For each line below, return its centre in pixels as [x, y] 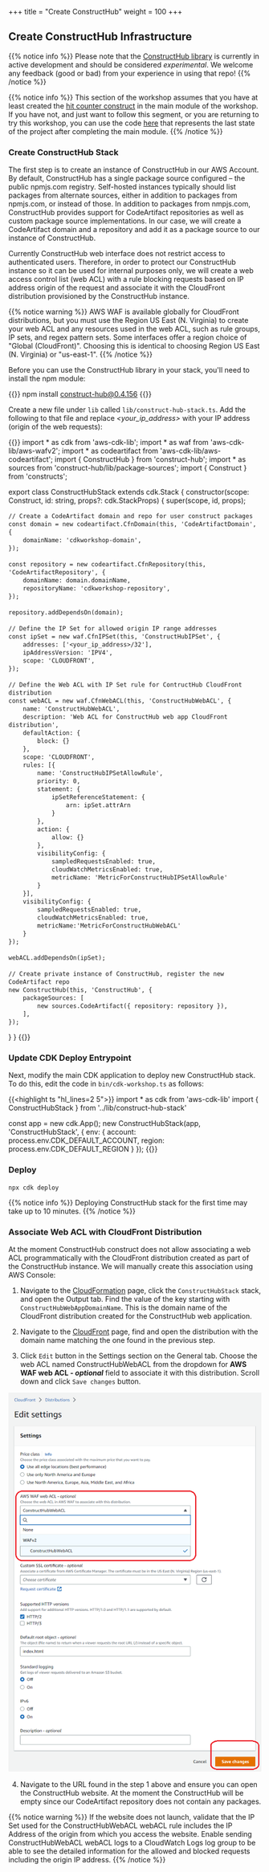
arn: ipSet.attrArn [98, 805]
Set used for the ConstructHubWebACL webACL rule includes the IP [120, 1825]
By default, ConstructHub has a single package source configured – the [127, 178]
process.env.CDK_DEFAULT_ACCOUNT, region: [86, 1140]
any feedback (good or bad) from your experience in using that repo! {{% [130, 73]
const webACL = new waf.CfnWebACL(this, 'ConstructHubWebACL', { [120, 701]
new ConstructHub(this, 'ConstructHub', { [80, 990]
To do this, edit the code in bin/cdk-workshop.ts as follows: [106, 1084]
